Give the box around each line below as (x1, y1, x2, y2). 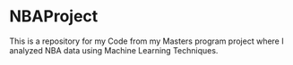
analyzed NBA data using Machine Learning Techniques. (9, 45, 219, 55)
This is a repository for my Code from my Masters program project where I (9, 36, 284, 46)
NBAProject (9, 6, 99, 27)
